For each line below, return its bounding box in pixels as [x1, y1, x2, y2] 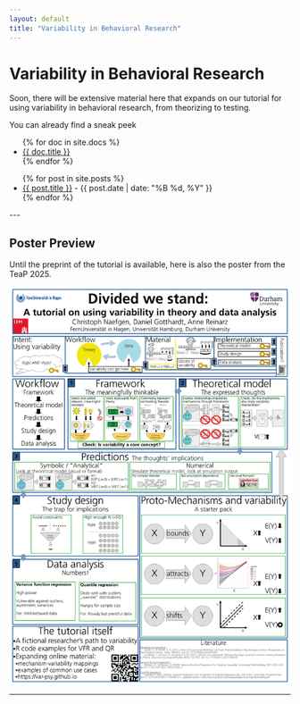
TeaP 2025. [9, 269, 52, 280]
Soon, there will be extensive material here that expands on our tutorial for [9, 93, 282, 104]
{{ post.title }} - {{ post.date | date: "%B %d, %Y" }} [21, 183, 212, 194]
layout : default [9, 14, 70, 23]
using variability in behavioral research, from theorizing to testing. [9, 103, 252, 113]
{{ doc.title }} [21, 147, 71, 157]
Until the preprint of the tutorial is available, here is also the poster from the [9, 259, 286, 270]
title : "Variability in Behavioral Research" [9, 23, 181, 33]
